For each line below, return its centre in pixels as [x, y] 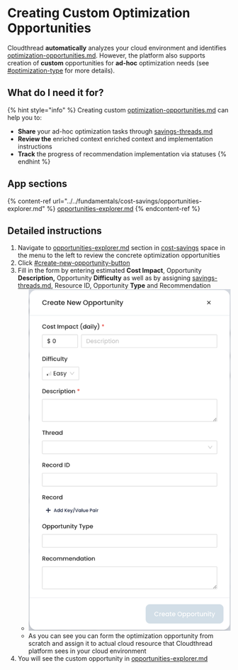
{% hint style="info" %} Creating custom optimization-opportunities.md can [118, 110]
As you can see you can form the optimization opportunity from [121, 636]
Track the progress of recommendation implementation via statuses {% [122, 153]
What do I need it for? [56, 93]
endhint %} [34, 161]
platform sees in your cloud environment [87, 651]
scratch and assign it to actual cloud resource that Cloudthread [120, 644]
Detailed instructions [55, 231]
